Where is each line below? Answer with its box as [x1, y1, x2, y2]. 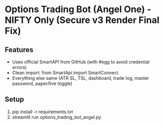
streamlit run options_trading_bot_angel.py [12, 114, 102, 120]
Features [5, 45, 34, 54]
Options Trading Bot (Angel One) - [5, 4, 152, 15]
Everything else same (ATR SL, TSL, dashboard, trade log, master [12, 75, 149, 81]
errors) [12, 65, 27, 70]
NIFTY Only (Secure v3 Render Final [5, 14, 159, 26]
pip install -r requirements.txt [12, 108, 73, 115]
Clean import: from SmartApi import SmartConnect [12, 70, 119, 76]
